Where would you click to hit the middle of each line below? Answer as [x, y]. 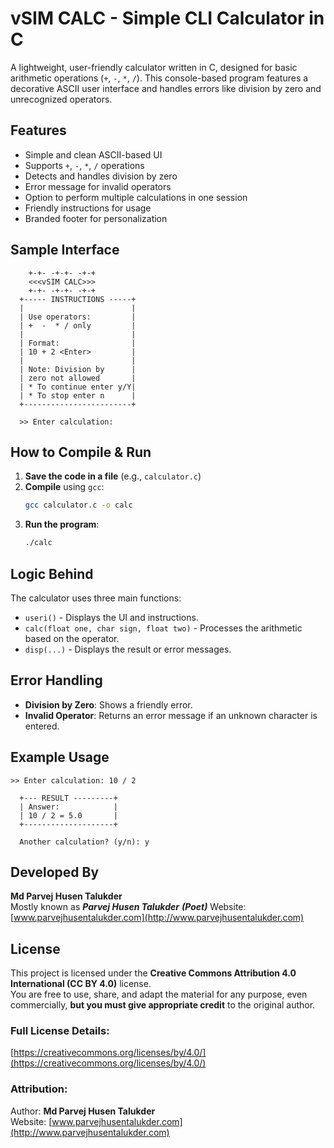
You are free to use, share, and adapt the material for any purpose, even [159, 994]
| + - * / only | [78, 325]
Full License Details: [60, 1031]
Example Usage [60, 757]
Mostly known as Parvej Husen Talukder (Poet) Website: [128, 907]
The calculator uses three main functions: [96, 598]
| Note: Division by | [78, 369]
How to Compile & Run [81, 452]
